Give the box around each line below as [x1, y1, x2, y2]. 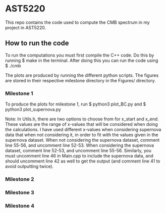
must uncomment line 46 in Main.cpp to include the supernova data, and [5, 153, 154, 159]
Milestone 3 [5, 189, 35, 196]
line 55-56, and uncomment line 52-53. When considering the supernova [5, 142, 154, 149]
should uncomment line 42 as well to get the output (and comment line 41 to [5, 158, 161, 164]
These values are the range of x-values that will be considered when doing [5, 121, 158, 127]
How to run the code [5, 39, 69, 48]
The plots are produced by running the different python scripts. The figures [5, 72, 159, 78]
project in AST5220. [5, 24, 46, 30]
